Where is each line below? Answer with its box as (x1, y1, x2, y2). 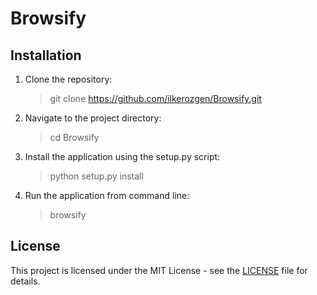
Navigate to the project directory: (24, 112, 162, 124)
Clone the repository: (24, 73, 113, 85)
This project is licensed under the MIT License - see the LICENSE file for (10, 264, 308, 276)
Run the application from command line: (24, 190, 190, 201)
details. (10, 275, 41, 287)
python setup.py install (49, 170, 144, 182)
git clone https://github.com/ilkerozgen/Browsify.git (49, 93, 262, 104)
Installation (10, 47, 82, 64)
